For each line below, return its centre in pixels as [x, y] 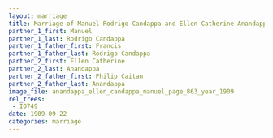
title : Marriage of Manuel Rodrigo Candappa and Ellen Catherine [121, 24]
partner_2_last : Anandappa [54, 69]
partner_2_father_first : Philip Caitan [76, 76]
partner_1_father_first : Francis [65, 46]
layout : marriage [38, 16]
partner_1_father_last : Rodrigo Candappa [80, 54]
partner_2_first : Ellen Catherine [67, 62]
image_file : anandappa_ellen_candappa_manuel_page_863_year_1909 [121, 91]
